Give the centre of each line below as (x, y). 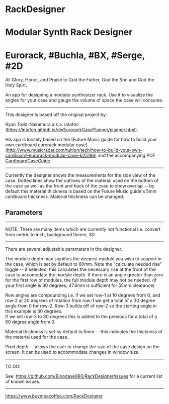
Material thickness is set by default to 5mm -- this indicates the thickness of (84, 332)
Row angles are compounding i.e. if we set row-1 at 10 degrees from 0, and (83, 295)
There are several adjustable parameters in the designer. (64, 249)
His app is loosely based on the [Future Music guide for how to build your (81, 140)
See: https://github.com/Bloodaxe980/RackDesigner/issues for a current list (84, 376)
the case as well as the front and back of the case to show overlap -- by (80, 186)
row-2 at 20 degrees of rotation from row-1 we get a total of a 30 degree (80, 300)
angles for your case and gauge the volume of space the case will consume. (84, 100)
